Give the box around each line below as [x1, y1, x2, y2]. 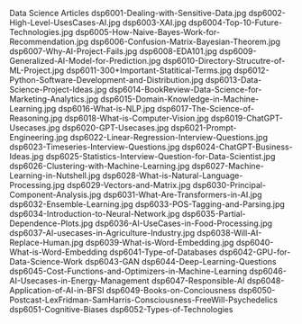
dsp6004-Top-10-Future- [188, 17, 282, 28]
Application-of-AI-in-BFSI [9, 285, 105, 295]
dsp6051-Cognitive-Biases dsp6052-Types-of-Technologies [9, 304, 233, 314]
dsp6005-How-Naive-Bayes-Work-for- [75, 27, 221, 37]
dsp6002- [248, 8, 287, 18]
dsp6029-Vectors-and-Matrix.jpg [67, 180, 191, 190]
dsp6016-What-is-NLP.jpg [58, 103, 156, 113]
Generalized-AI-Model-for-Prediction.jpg [9, 56, 161, 66]
